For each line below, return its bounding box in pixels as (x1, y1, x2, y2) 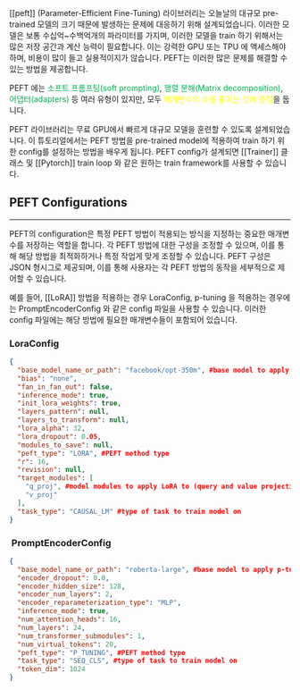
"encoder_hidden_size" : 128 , (17, 582, 126, 591)
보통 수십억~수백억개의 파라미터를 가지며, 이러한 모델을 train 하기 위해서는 (25, 30, 284, 40)
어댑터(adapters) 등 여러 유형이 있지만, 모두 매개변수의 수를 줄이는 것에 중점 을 (9, 94, 281, 105)
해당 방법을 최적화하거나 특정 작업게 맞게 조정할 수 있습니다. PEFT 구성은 (18, 250, 271, 261)
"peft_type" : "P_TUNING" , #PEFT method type (17, 648, 186, 657)
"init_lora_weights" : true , (17, 399, 122, 408)
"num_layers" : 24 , (17, 623, 87, 632)
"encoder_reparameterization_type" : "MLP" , (17, 598, 181, 608)
